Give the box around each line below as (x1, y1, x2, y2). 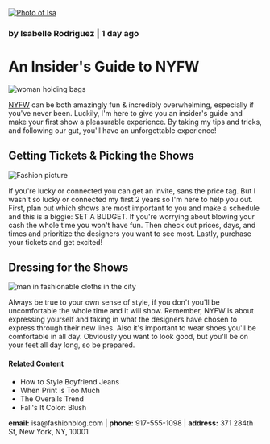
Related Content (8, 359, 64, 369)
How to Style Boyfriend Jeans (19, 376, 119, 386)
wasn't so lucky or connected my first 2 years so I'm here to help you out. (8, 194, 253, 204)
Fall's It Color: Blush (19, 402, 87, 412)
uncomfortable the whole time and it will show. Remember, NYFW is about (8, 306, 254, 316)
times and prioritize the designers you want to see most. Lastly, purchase (8, 229, 251, 239)
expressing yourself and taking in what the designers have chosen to (8, 314, 238, 325)
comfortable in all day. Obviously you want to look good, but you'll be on (8, 332, 248, 342)
